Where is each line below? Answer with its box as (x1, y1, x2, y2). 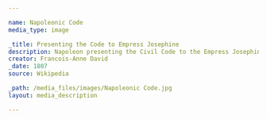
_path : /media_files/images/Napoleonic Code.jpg (8, 84, 172, 92)
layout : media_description (8, 91, 98, 99)
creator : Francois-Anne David (8, 55, 109, 63)
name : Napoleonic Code (8, 18, 83, 26)
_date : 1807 (8, 63, 48, 71)
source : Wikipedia (8, 70, 69, 78)
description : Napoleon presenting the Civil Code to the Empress (8, 48, 229, 56)
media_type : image (8, 25, 69, 34)
